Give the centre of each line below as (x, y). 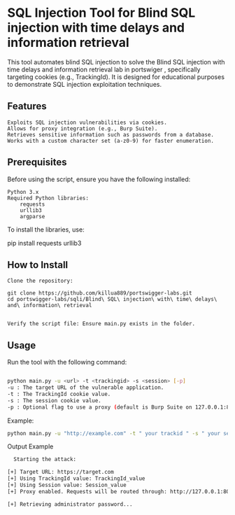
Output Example (30, 446)
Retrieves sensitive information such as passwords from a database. (111, 134)
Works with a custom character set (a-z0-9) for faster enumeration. (111, 141)
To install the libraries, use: (46, 230)
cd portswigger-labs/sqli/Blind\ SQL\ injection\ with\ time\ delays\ (112, 299)
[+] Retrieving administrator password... (70, 504)
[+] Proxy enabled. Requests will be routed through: (87, 491)
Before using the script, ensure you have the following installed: (99, 179)
